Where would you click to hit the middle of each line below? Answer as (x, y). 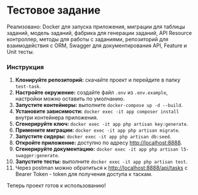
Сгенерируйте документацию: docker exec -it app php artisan (97, 149)
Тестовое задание (54, 10)
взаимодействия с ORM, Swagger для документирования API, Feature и (97, 45)
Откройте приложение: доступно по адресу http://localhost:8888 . (98, 143)
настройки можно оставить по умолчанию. (70, 99)
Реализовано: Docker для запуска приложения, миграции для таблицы (96, 27)
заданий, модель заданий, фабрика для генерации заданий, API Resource (99, 32)
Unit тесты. (21, 51)
